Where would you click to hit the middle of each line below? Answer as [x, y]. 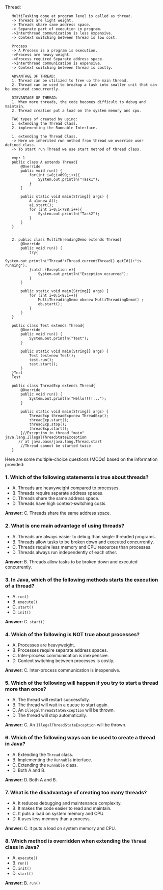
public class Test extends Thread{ [48, 326]
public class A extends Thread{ [45, 162]
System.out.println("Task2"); [69, 214]
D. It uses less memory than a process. [52, 819]
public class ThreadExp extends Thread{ [54, 386]
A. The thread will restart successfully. [51, 700]
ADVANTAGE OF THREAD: [34, 76]
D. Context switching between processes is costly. [63, 661]
